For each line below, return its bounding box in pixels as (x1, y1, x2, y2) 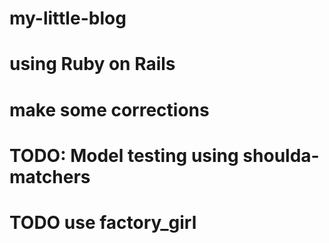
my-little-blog (9, 7, 127, 30)
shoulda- (242, 144, 320, 167)
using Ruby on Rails (9, 53, 176, 76)
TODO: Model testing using (9, 144, 239, 167)
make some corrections (9, 98, 210, 121)
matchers (9, 165, 91, 188)
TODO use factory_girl (9, 211, 197, 234)
